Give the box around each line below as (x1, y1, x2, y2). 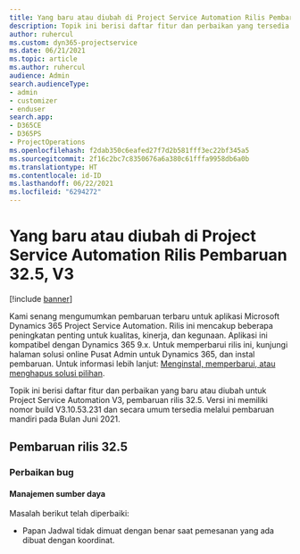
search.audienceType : (9, 80, 90, 88)
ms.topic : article (9, 55, 78, 63)
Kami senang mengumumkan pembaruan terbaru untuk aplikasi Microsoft (9, 310, 279, 322)
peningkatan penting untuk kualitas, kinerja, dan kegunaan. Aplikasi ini (9, 330, 268, 340)
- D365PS (9, 130, 42, 138)
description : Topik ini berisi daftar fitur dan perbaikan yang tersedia (9, 21, 290, 30)
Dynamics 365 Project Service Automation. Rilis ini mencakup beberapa (9, 320, 274, 331)
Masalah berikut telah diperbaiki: (9, 508, 129, 519)
